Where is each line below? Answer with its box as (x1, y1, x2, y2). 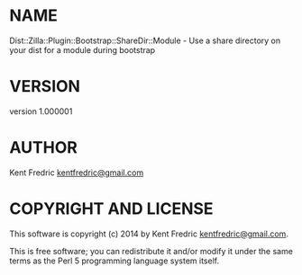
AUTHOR (9, 137, 78, 158)
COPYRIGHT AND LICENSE (9, 199, 214, 218)
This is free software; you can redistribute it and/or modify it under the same (9, 245, 293, 256)
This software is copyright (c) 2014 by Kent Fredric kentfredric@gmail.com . (9, 228, 288, 239)
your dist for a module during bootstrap (9, 44, 156, 55)
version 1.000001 (9, 105, 73, 117)
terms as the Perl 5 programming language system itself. (9, 255, 219, 266)
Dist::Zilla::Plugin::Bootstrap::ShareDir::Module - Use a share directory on (9, 35, 281, 46)
